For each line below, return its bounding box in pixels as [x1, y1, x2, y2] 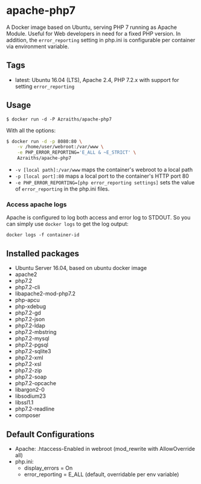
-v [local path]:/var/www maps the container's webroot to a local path [14, 166, 193, 174]
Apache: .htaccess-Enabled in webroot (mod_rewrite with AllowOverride [14, 445, 195, 452]
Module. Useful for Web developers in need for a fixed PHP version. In [6, 30, 181, 37]
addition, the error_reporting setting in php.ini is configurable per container [6, 36, 196, 43]
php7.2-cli [14, 284, 40, 291]
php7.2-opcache [14, 380, 56, 387]
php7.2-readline [14, 405, 55, 413]
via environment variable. [6, 43, 69, 50]
